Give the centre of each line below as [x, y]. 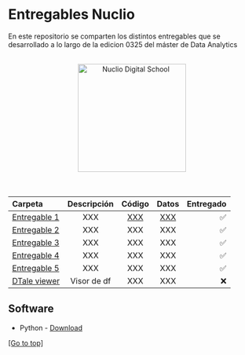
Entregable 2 [36, 229]
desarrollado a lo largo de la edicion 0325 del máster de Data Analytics [123, 44]
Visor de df [91, 280]
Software [31, 309]
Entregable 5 [36, 268]
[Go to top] [26, 342]
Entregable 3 [36, 243]
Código [135, 203]
